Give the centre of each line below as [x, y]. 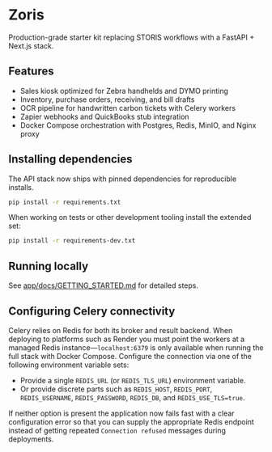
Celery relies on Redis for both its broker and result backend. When [121, 330]
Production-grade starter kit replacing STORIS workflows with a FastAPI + [132, 37]
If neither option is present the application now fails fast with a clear [121, 413]
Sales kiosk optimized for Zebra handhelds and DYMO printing [124, 91]
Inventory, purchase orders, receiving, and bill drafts [107, 99]
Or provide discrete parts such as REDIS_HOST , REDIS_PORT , [116, 389]
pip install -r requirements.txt [65, 202]
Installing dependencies [70, 159]
